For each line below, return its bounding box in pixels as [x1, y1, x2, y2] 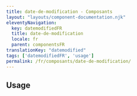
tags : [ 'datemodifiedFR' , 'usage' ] [6, 53, 94, 59]
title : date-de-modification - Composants [6, 8, 113, 15]
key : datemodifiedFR [11, 25, 62, 31]
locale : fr [11, 36, 39, 42]
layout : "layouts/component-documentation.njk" [6, 14, 126, 20]
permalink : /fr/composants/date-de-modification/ [6, 58, 132, 64]
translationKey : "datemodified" [6, 47, 86, 53]
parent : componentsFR [11, 42, 65, 48]
